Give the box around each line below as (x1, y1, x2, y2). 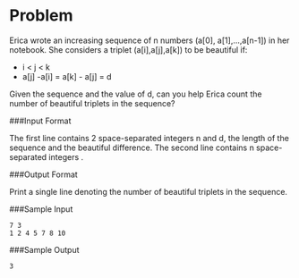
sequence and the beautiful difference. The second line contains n (9, 142, 255, 153)
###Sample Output (9, 244, 80, 255)
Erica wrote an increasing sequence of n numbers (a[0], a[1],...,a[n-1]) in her (9, 35, 290, 46)
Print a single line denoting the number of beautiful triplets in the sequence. (9, 186, 288, 197)
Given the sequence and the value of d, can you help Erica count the (9, 88, 262, 99)
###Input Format (9, 115, 72, 126)
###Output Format (9, 169, 78, 180)
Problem (9, 5, 73, 26)
